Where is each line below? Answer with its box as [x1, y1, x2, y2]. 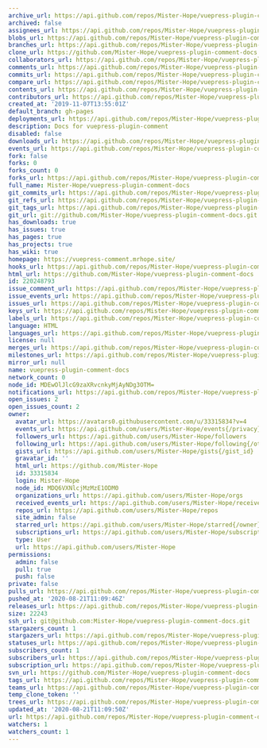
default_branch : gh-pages [8, 108, 94, 116]
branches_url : [8, 41, 56, 49]
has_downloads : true [8, 218, 77, 226]
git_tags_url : [8, 203, 56, 211]
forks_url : [8, 174, 44, 183]
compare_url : [8, 78, 52, 86]
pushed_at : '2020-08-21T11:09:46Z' [8, 595, 126, 603]
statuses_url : [8, 639, 56, 647]
